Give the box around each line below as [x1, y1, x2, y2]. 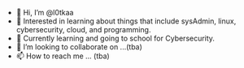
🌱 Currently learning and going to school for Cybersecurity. [15, 33, 216, 43]
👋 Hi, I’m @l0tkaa [15, 8, 74, 17]
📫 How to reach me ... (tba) [15, 51, 110, 61]
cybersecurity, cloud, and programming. [15, 25, 151, 34]
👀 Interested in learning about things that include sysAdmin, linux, [15, 16, 237, 26]
